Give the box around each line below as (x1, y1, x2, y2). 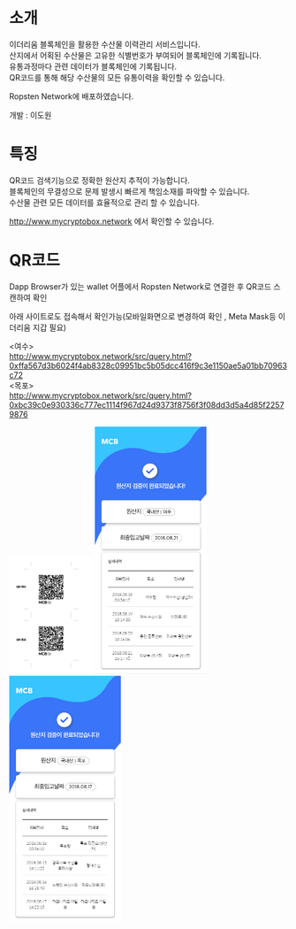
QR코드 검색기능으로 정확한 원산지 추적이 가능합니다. (9, 174, 190, 186)
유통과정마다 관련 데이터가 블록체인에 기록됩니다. (9, 61, 178, 72)
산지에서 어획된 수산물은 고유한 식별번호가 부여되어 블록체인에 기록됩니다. (9, 50, 262, 60)
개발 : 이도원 (9, 110, 52, 120)
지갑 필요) (32, 322, 67, 333)
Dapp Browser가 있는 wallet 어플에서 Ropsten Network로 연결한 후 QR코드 (9, 280, 272, 292)
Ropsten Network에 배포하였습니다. (9, 90, 134, 102)
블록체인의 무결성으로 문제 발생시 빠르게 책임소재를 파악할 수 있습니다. (9, 186, 250, 196)
